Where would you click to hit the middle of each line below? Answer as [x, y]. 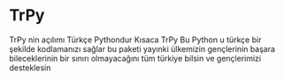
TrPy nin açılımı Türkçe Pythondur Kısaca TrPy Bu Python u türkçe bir [135, 40]
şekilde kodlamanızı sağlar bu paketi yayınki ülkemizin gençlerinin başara [142, 48]
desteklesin [30, 68]
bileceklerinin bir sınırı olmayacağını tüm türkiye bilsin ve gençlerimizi [135, 58]
